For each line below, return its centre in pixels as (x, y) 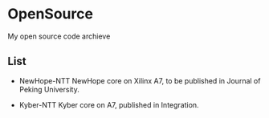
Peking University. (49, 89)
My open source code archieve (59, 36)
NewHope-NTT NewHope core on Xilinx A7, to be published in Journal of (140, 80)
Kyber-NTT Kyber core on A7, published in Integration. (109, 104)
